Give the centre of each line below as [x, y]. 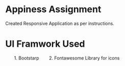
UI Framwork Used [45, 44]
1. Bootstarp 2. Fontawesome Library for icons [67, 58]
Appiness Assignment [53, 9]
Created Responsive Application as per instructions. [60, 23]
